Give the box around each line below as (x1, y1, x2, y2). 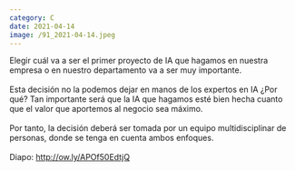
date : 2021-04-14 (9, 22, 75, 31)
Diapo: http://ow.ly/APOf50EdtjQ (9, 152, 130, 163)
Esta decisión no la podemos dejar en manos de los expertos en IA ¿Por (9, 84, 279, 96)
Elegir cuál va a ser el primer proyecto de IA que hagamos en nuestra (9, 55, 269, 66)
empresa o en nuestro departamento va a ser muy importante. (9, 65, 242, 75)
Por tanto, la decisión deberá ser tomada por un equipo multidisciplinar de (9, 123, 287, 134)
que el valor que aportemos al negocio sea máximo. (9, 104, 203, 115)
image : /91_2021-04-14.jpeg (9, 30, 116, 39)
